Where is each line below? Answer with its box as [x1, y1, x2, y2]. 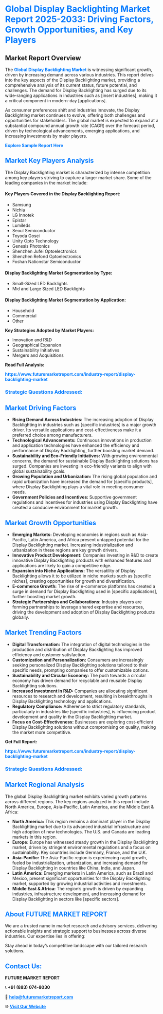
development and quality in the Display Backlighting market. [12, 714, 133, 719]
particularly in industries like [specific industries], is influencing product [12, 708, 156, 714]
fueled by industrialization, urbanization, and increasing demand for [12, 860, 148, 866]
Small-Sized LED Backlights [12, 281, 68, 287]
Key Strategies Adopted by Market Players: [5, 328, 94, 333]
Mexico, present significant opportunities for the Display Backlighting [12, 875, 151, 881]
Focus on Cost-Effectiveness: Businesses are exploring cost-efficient [12, 719, 153, 725]
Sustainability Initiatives [12, 347, 60, 353]
